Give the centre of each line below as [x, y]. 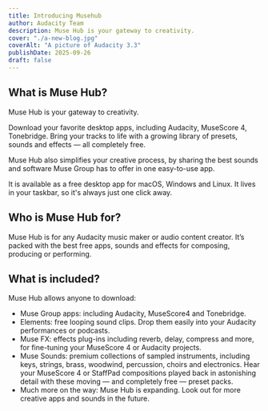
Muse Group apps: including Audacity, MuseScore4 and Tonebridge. [133, 313]
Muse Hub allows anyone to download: [72, 298]
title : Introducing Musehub [55, 16]
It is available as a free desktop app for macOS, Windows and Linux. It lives [132, 184]
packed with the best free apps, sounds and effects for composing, [119, 245]
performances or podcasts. [65, 331]
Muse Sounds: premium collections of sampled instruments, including [135, 356]
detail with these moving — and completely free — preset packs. [126, 381]
